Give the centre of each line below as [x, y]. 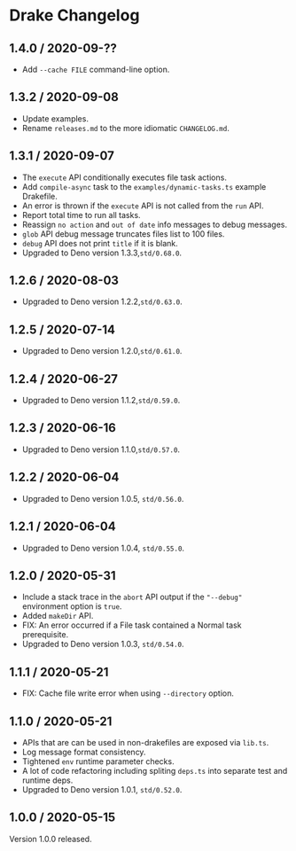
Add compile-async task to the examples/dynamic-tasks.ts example [144, 186]
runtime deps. [47, 780]
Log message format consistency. [84, 752]
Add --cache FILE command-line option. [96, 69]
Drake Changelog [74, 16]
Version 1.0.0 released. [51, 839]
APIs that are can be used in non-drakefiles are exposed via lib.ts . [145, 742]
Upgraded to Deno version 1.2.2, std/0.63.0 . [102, 301]
